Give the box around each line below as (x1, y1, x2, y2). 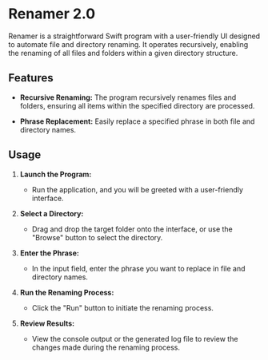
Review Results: (19, 318, 74, 328)
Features (8, 71, 54, 85)
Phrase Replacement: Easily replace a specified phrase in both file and (19, 117, 255, 126)
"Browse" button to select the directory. (31, 232, 163, 242)
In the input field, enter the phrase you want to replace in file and (31, 263, 246, 273)
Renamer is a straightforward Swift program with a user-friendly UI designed (8, 31, 261, 41)
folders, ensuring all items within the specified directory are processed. (19, 101, 255, 110)
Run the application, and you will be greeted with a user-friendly (31, 184, 244, 194)
